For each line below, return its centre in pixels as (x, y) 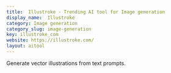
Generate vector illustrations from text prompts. (66, 63)
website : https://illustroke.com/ (50, 40)
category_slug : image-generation (49, 29)
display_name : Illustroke (41, 18)
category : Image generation (42, 23)
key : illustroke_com (33, 35)
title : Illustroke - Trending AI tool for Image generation (86, 12)
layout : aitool (26, 46)
